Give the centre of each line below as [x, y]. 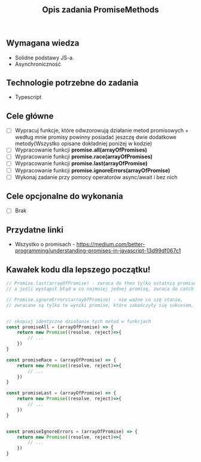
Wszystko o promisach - [45, 244]
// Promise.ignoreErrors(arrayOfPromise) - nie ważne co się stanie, [95, 300]
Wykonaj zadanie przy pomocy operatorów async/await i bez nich [96, 177]
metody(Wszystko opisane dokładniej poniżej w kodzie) [83, 144]
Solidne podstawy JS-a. [44, 58]
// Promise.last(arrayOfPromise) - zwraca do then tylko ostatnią [91, 283]
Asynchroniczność [38, 64]
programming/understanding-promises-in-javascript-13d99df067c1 [98, 250]
